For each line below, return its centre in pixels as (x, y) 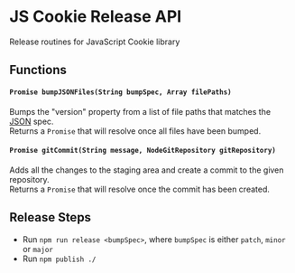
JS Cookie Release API (96, 17)
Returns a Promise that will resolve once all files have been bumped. (135, 131)
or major (38, 249)
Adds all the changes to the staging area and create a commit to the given (147, 170)
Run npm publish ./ (59, 259)
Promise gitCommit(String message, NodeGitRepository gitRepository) (143, 151)
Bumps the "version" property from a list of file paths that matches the (140, 111)
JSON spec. (32, 121)
